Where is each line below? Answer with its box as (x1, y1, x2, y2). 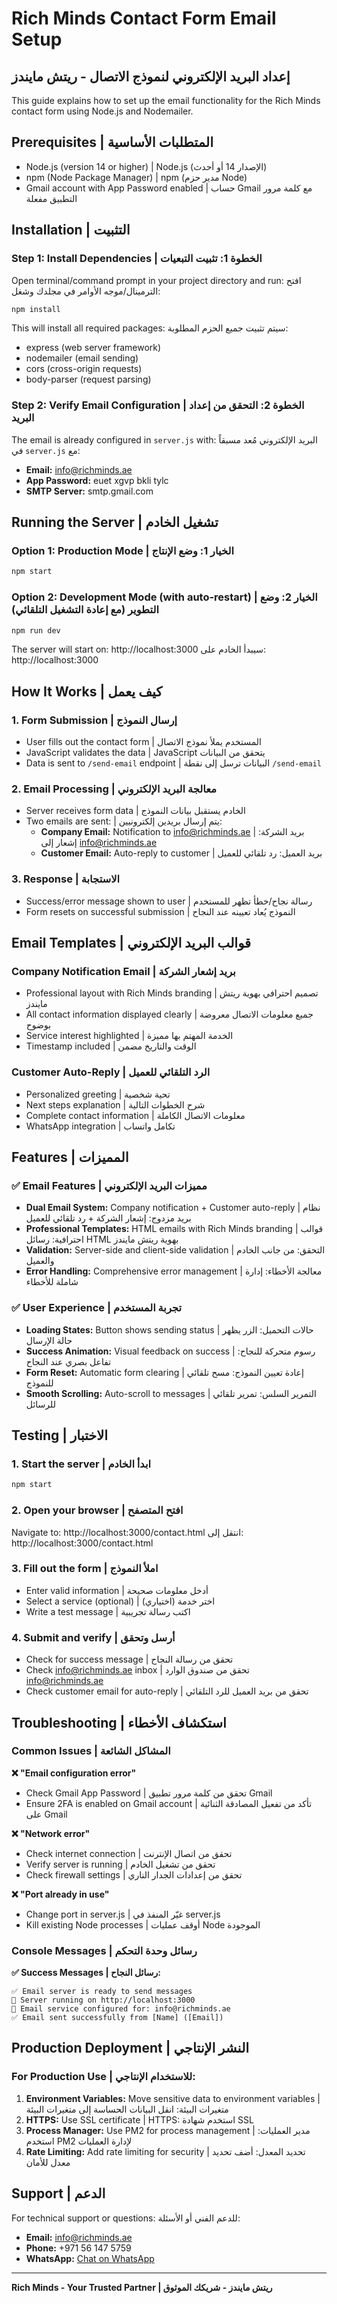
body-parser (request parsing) (25, 373, 152, 386)
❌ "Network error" (11, 1827, 91, 1839)
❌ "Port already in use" (11, 1888, 110, 1900)
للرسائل (25, 1398, 56, 1410)
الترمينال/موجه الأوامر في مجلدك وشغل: (11, 285, 161, 297)
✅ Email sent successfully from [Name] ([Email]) (11, 2013, 224, 2023)
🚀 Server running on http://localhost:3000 (11, 1995, 196, 2006)
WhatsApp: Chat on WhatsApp (25, 2252, 155, 2264)
